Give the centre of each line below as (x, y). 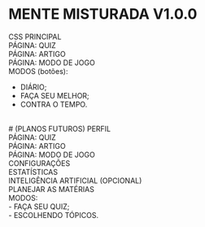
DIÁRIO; (33, 87)
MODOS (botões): (38, 71)
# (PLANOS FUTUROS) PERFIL (60, 129)
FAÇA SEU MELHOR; (55, 95)
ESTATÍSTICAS (33, 172)
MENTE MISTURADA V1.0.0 (103, 14)
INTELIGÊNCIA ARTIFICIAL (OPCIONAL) (75, 181)
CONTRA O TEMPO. (54, 104)
